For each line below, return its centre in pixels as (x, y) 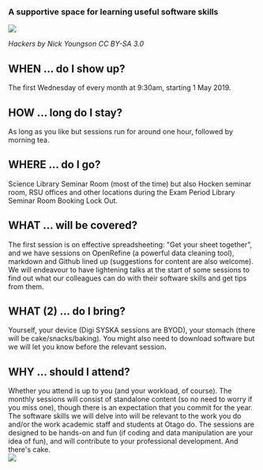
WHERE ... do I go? (54, 165)
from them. (26, 286)
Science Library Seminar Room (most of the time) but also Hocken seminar (130, 183)
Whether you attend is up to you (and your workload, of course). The (120, 391)
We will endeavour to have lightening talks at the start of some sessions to (129, 269)
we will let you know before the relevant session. (87, 347)
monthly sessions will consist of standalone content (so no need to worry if (130, 399)
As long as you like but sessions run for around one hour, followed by (120, 131)
